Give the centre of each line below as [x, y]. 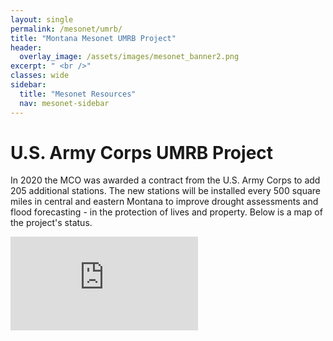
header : [26, 47]
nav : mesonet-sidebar [64, 103]
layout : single [42, 19]
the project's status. [51, 223]
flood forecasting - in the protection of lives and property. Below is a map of [166, 212]
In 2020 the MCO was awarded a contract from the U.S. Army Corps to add [165, 180]
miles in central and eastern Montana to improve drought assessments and [164, 202]
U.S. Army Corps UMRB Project [142, 152]
